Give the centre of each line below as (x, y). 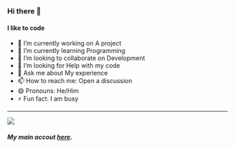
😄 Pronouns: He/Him (48, 91)
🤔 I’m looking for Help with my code (69, 66)
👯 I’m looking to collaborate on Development (81, 58)
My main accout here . (40, 137)
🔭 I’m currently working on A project (69, 43)
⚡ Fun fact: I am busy (48, 99)
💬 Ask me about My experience (63, 73)
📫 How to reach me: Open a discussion (75, 81)
